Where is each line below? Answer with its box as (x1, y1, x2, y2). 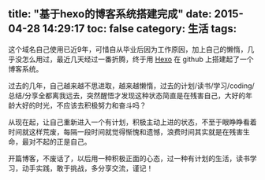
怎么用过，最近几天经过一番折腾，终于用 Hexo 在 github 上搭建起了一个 (21, 54, 254, 64)
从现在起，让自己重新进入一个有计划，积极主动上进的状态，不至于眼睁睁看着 (8, 117, 257, 127)
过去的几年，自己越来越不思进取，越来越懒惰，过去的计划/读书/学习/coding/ (8, 81, 255, 90)
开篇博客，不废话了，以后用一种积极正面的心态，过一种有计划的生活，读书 (8, 153, 250, 163)
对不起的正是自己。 (28, 137, 91, 146)
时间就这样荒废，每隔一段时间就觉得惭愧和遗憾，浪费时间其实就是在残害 (8, 127, 243, 136)
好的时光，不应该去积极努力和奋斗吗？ (21, 101, 147, 110)
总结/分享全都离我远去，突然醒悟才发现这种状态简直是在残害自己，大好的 (8, 90, 246, 100)
